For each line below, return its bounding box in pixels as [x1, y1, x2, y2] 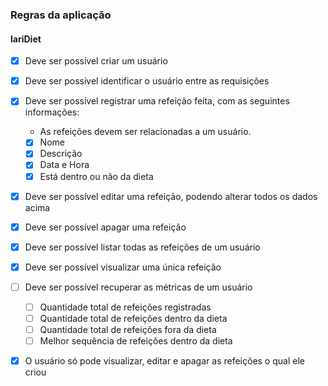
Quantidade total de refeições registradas [39, 301, 212, 313]
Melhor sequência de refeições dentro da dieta [39, 335, 233, 347]
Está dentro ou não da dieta [39, 170, 154, 182]
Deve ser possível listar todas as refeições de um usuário [24, 241, 261, 253]
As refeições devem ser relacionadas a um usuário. [39, 126, 252, 138]
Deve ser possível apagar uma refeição [24, 221, 187, 233]
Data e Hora [39, 159, 90, 171]
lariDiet [10, 33, 42, 45]
